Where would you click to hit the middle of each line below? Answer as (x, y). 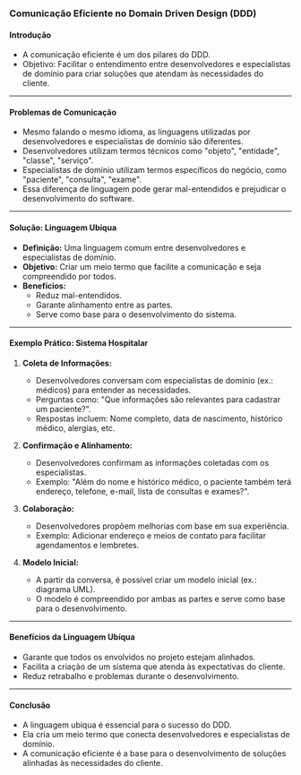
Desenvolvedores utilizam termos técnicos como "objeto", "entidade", (151, 151)
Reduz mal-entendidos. (79, 295)
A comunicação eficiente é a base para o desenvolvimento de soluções (154, 753)
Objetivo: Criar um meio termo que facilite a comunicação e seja (142, 266)
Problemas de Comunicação (63, 112)
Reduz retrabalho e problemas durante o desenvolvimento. (131, 676)
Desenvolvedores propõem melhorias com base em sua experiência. (162, 526)
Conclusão (30, 705)
